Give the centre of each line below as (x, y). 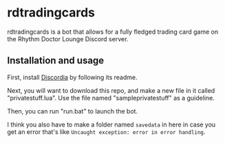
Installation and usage (56, 61)
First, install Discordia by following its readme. (72, 77)
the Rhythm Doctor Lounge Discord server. (68, 38)
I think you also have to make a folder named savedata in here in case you (111, 124)
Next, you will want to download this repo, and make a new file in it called (111, 90)
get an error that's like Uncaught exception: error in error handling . (106, 131)
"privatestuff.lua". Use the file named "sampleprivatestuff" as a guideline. (111, 98)
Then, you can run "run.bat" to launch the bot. (73, 111)
